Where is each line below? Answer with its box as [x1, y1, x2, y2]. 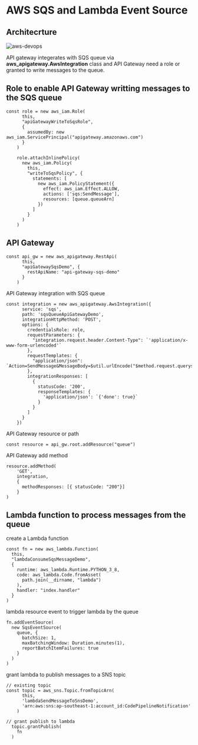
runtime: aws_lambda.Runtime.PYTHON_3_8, [16, 567, 120, 573]
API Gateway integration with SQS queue [6, 289, 105, 296]
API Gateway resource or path [6, 430, 80, 437]
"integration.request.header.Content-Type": [32, 337, 144, 343]
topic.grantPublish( [11, 724, 62, 730]
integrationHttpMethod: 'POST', [21, 317, 101, 322]
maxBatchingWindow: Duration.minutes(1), [21, 640, 126, 646]
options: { [21, 322, 49, 328]
